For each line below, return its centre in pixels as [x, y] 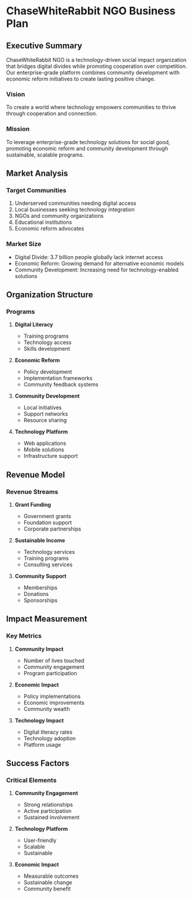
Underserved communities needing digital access [75, 203]
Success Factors [38, 763]
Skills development [47, 349]
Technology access [48, 342]
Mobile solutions [44, 450]
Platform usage [42, 744]
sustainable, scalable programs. [45, 155]
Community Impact [39, 649]
